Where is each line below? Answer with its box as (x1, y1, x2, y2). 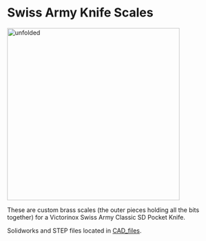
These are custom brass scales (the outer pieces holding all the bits (7, 205, 200, 214)
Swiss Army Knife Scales (7, 5, 154, 21)
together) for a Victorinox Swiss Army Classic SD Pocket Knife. (7, 213, 186, 221)
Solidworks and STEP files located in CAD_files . (7, 226, 142, 235)
